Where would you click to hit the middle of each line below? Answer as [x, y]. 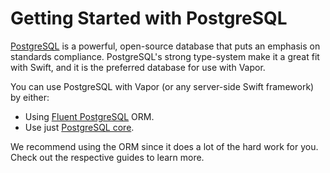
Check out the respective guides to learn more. [107, 157]
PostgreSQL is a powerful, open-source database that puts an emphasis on [165, 46]
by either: [30, 97]
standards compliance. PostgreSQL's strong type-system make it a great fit [165, 56]
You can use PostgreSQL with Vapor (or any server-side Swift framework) [162, 86]
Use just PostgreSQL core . [79, 127]
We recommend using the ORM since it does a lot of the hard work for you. [164, 146]
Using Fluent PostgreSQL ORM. [89, 116]
